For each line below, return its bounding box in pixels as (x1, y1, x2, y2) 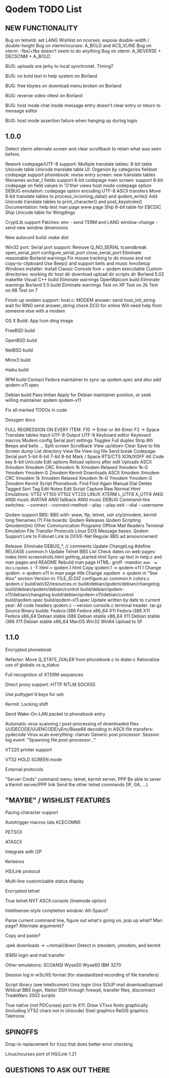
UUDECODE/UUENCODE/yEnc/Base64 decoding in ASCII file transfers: (5, 726, 153, 732)
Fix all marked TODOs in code (5, 407, 67, 413)
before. (5, 151, 21, 157)
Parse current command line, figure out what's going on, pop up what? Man (5, 917, 162, 923)
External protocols (5, 766, 43, 772)
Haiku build (5, 366, 29, 373)
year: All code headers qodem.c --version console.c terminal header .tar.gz (5, 602, 162, 608)
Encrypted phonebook (5, 646, 52, 652)
